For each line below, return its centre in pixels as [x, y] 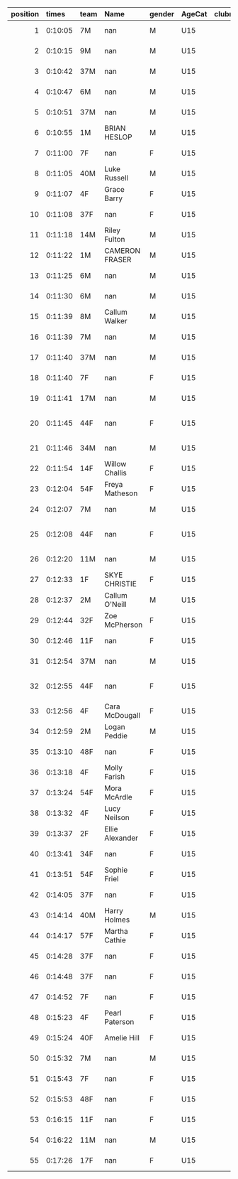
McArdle [118, 797]
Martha [116, 931]
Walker [115, 321]
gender [162, 14]
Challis [115, 473]
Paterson [119, 1022]
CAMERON [122, 251]
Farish [114, 776]
